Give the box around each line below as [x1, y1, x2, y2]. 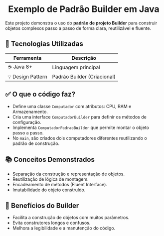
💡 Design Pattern [7, 73, 47, 80]
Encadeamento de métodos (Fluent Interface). [12, 182, 107, 188]
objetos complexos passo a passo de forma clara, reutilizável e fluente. [5, 25, 151, 31]
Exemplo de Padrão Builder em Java [8, 3, 160, 15]
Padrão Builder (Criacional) [52, 73, 116, 80]
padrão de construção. [12, 140, 60, 146]
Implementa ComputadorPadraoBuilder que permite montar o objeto [12, 124, 150, 130]
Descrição [71, 54, 96, 61]
